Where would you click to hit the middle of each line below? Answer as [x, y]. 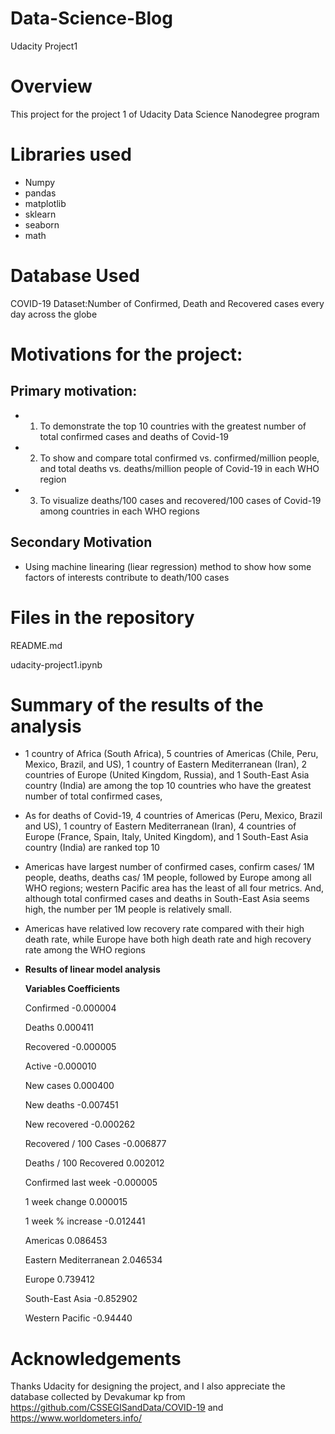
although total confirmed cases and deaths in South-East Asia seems [167, 899]
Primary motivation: [74, 391]
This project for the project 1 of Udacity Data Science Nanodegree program [165, 114]
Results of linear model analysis [92, 969]
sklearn [40, 214]
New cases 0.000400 [69, 1086]
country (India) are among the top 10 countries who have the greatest [168, 786]
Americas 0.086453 [66, 1241]
